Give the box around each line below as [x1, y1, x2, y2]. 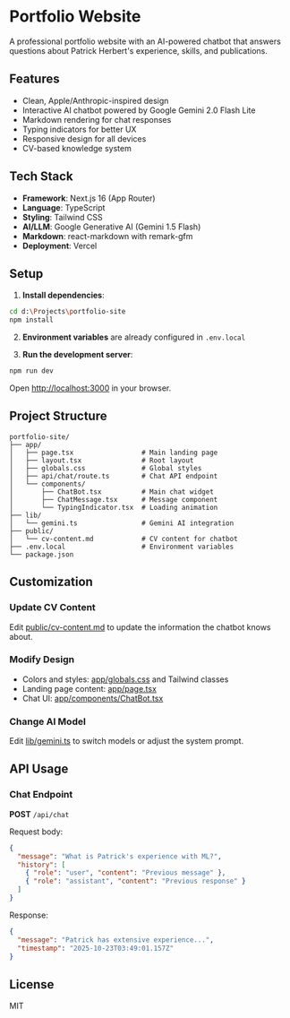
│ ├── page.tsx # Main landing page [9, 448, 218, 457]
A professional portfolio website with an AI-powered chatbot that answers [9, 36, 282, 47]
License [9, 977, 55, 992]
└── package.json [9, 549, 74, 559]
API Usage [9, 762, 69, 777]
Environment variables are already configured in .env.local [21, 332, 246, 342]
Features [9, 72, 60, 87]
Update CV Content [9, 601, 96, 614]
